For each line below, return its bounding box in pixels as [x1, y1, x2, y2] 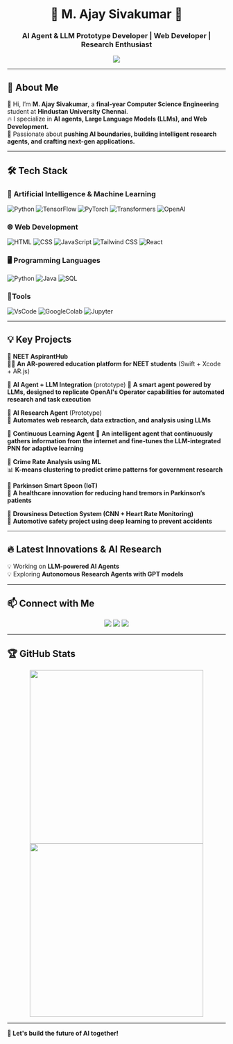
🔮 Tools [7, 291, 31, 301]
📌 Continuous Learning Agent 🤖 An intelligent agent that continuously [7, 429, 213, 438]
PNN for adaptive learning [7, 444, 84, 452]
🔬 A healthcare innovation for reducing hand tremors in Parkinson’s [7, 488, 206, 497]
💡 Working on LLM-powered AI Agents [7, 562, 120, 570]
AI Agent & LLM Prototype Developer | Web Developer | [21, 31, 212, 41]
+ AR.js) [7, 367, 30, 375]
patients [7, 496, 32, 504]
